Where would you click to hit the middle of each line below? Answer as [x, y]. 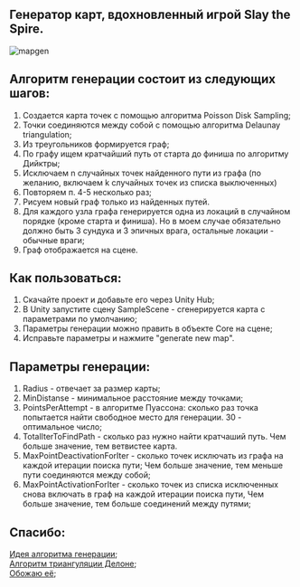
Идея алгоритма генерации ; [64, 554]
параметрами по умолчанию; [80, 319]
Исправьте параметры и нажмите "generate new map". [128, 338]
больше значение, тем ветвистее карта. [100, 446]
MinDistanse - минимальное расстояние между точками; [133, 398]
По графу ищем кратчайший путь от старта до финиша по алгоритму [155, 154]
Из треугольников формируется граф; [96, 144]
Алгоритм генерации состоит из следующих [142, 79]
